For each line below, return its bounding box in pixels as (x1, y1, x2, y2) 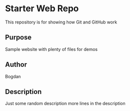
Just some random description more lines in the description (5, 101, 126, 107)
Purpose (5, 33, 32, 42)
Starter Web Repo (5, 3, 79, 14)
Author (5, 61, 27, 69)
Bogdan (5, 73, 21, 79)
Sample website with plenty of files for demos (5, 46, 98, 52)
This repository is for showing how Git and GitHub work (5, 19, 117, 25)
